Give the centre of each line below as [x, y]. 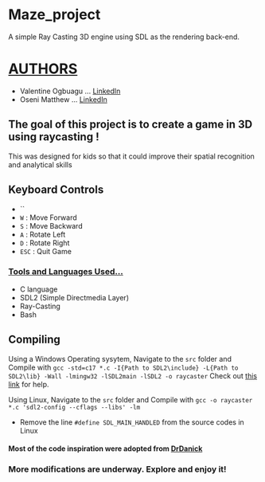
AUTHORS [43, 69]
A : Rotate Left [43, 234]
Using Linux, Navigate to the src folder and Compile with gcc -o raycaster [131, 399]
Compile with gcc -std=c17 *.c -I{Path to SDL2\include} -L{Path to [123, 367]
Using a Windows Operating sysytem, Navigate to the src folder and [120, 359]
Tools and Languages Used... [66, 272]
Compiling [35, 340]
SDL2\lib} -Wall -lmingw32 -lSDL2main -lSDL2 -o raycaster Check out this [132, 375]
